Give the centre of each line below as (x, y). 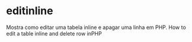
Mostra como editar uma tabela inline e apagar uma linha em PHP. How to (96, 27)
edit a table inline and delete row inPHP (54, 33)
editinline (30, 11)
